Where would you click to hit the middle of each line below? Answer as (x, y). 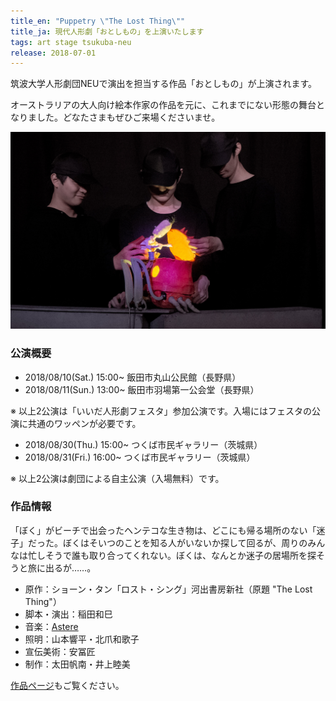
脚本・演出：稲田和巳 (68, 614)
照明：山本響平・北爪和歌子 (82, 639)
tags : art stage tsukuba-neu (71, 42)
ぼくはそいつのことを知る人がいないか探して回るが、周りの (185, 542)
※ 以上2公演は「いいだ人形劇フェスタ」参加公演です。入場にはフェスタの (161, 411)
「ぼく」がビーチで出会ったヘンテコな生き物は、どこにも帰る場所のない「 (163, 530)
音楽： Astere (51, 626)
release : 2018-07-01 (53, 53)
